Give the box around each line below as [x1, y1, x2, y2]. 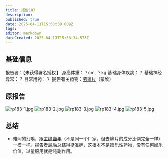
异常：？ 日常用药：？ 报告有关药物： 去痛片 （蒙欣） [5, 76, 114, 82]
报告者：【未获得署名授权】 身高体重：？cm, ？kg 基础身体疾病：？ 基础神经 [5, 69, 162, 75]
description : [5, 12, 33, 17]
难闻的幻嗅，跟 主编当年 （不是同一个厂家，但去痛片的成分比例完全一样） [12, 136, 163, 142]
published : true [5, 17, 39, 22]
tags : [5, 26, 17, 31]
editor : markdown [5, 31, 42, 36]
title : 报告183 [5, 7, 36, 13]
